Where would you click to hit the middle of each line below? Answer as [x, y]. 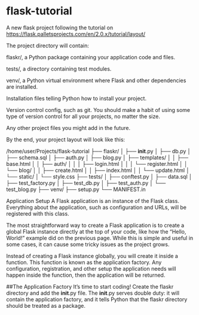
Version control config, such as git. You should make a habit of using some [98, 110]
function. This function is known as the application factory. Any [84, 262]
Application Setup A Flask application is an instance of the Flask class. [93, 201]
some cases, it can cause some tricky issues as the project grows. [88, 244]
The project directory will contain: [48, 46]
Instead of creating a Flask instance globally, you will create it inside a [92, 256]
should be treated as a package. [46, 305]
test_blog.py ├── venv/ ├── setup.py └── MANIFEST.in [76, 189]
